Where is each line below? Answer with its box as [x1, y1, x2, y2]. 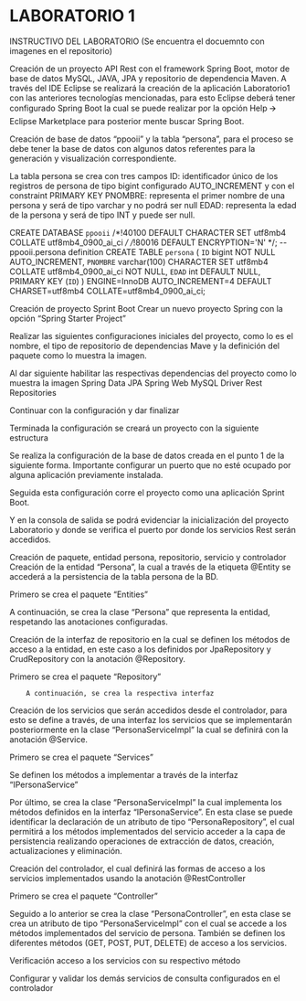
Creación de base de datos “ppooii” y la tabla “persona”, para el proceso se [9, 133, 294, 144]
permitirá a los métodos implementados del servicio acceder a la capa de [9, 825, 286, 836]
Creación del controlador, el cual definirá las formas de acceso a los [9, 863, 266, 874]
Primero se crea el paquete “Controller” [9, 890, 158, 901]
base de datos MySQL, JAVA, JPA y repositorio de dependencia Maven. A [9, 72, 288, 83]
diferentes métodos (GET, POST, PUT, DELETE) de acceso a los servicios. [9, 937, 288, 948]
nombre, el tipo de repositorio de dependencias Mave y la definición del [9, 340, 280, 351]
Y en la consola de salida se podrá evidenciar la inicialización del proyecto [9, 514, 290, 526]
